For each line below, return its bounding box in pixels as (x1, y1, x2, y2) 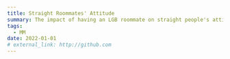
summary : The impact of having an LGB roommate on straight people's (7, 16, 210, 23)
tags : (7, 22, 23, 29)
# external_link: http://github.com (7, 41, 112, 48)
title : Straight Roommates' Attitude (7, 9, 115, 17)
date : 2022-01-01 (7, 35, 57, 42)
